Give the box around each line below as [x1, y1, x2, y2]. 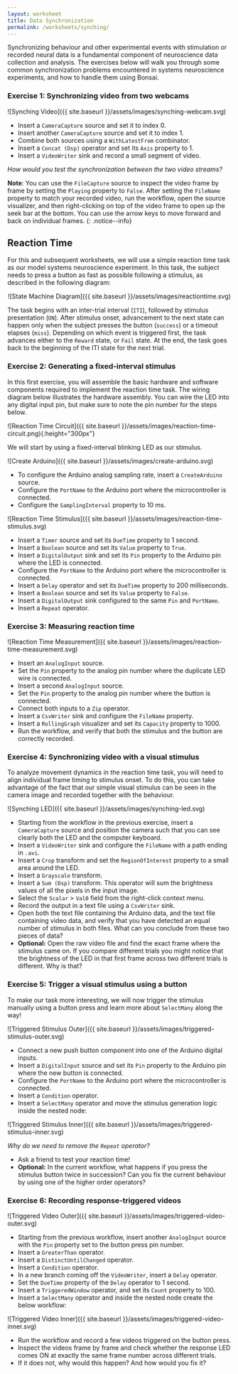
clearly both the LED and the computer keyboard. [17, 833, 162, 842]
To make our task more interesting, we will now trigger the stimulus [7, 995, 204, 1004]
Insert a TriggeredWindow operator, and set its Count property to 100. [17, 1285, 216, 1294]
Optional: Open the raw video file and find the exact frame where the [17, 939, 221, 948]
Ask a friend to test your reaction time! [17, 1155, 131, 1164]
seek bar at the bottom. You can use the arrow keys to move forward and [7, 209, 222, 217]
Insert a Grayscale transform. [17, 871, 103, 880]
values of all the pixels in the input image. [17, 886, 139, 895]
